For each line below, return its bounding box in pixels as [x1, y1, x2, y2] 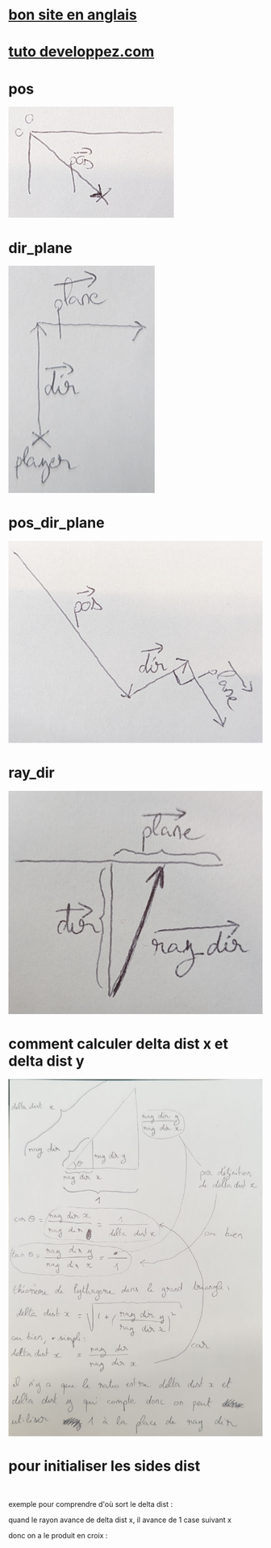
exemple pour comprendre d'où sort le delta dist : [8, 1499, 173, 1508]
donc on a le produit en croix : [8, 1530, 108, 1540]
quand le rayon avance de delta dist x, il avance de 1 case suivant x [8, 1515, 232, 1525]
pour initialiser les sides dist [8, 1457, 201, 1475]
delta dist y [8, 1052, 85, 1071]
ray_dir [8, 763, 55, 782]
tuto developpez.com [8, 43, 155, 61]
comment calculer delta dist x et [8, 1035, 228, 1054]
